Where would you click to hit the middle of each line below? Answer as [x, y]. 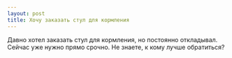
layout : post [26, 13]
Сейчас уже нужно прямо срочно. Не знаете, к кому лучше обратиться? [116, 47]
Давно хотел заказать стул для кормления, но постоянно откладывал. [113, 39]
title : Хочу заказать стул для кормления [68, 20]
